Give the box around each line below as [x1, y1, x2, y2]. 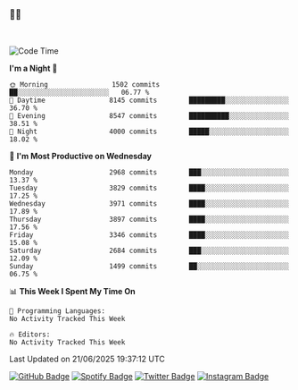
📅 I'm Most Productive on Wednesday [9, 151, 152, 162]
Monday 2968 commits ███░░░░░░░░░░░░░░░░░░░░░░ [9, 168, 290, 177]
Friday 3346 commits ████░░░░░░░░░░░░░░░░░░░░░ [9, 231, 290, 240]
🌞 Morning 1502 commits [9, 81, 161, 89]
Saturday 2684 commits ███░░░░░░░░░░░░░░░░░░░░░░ [9, 246, 290, 256]
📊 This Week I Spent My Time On [9, 286, 136, 297]
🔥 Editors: [9, 330, 51, 339]
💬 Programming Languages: [9, 307, 105, 316]
